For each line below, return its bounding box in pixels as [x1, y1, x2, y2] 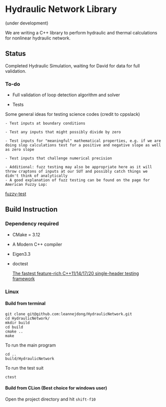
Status [5, 49, 26, 58]
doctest [12, 261, 28, 267]
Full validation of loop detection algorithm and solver [12, 92, 120, 98]
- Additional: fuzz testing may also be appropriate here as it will [5, 165, 153, 170]
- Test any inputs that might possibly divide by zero [5, 130, 121, 135]
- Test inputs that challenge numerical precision [5, 156, 112, 161]
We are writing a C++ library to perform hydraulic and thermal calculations [5, 29, 158, 35]
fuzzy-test [5, 191, 26, 197]
